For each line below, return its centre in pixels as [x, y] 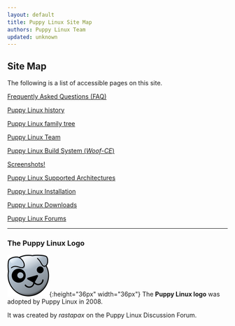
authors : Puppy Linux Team [47, 29]
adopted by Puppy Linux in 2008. [55, 302]
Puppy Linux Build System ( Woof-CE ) [61, 151]
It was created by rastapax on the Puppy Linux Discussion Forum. [102, 316]
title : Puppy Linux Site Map [50, 22]
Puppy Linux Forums [37, 219]
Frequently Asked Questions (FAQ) [57, 97]
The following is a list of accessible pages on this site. [85, 83]
